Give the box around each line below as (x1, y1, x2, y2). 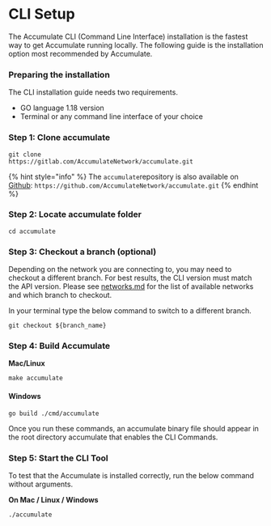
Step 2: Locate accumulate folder (8, 209, 142, 220)
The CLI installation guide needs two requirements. (8, 87, 178, 97)
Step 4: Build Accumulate (8, 341, 111, 352)
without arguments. (8, 479, 74, 489)
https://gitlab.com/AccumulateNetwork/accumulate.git (8, 157, 194, 166)
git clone (8, 151, 42, 159)
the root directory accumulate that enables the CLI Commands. (8, 432, 218, 442)
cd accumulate (8, 227, 57, 235)
